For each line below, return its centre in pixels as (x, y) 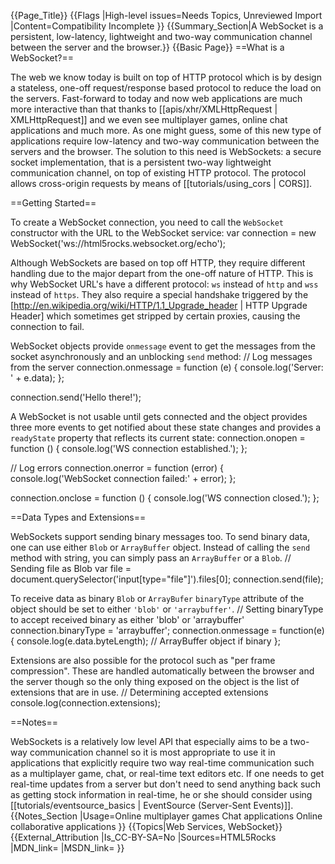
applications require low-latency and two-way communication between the (165, 141)
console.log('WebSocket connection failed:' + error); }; (123, 478)
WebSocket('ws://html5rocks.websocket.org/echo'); (118, 243)
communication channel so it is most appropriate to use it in (152, 752)
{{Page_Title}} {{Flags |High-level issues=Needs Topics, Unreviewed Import (166, 15)
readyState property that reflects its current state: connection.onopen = (158, 438)
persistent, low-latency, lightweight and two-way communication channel (161, 36)
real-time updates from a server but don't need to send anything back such (165, 784)
